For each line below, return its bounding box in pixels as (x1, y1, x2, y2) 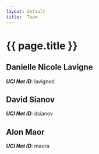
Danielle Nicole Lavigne (6, 62, 93, 72)
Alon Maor (6, 127, 45, 137)
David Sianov (6, 94, 55, 104)
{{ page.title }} (6, 39, 78, 52)
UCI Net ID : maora (6, 142, 49, 149)
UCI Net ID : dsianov (6, 110, 54, 117)
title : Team (6, 14, 38, 20)
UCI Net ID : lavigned (6, 78, 55, 85)
